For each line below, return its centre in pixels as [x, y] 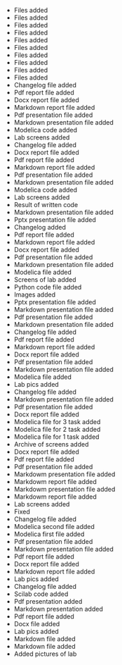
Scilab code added [41, 594]
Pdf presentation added [48, 601]
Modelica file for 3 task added [57, 422]
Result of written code [46, 205]
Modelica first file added [49, 534]
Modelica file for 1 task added [56, 437]
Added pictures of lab [45, 654]
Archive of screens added [51, 444]
